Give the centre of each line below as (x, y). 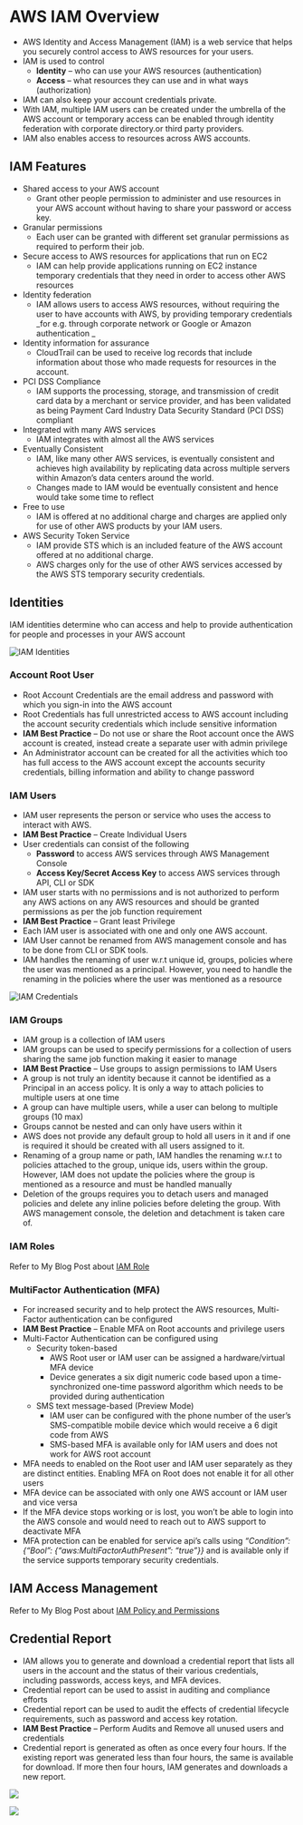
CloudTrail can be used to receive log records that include (144, 352)
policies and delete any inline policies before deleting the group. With (151, 1204)
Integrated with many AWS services (89, 429)
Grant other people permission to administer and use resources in (159, 198)
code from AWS (79, 1435)
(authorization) (64, 90)
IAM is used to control (63, 61)
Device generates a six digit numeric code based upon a (155, 1377)
